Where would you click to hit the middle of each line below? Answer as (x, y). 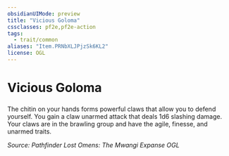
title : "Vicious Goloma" (44, 20)
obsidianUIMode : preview (44, 14)
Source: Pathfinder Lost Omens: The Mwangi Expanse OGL (93, 145)
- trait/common (36, 40)
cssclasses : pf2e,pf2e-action (52, 27)
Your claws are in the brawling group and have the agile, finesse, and (107, 124)
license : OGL (26, 53)
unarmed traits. (29, 131)
